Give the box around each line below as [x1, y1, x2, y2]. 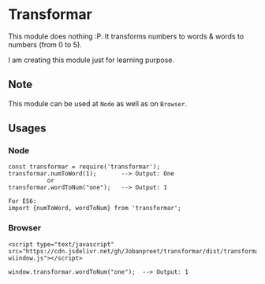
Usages [8, 122, 47, 135]
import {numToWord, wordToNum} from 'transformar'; [8, 205, 181, 212]
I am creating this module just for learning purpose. [8, 55, 175, 65]
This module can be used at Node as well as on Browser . [8, 98, 188, 108]
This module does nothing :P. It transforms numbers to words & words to [8, 31, 244, 41]
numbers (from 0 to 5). [8, 39, 83, 49]
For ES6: [8, 197, 37, 205]
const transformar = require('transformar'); [8, 163, 160, 171]
